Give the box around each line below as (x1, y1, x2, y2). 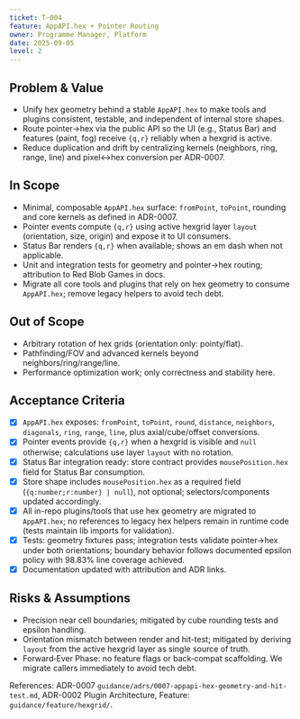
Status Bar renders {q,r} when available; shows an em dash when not (22, 240, 284, 250)
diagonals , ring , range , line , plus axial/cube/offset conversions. (22, 427, 260, 438)
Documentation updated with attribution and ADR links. (22, 564, 227, 575)
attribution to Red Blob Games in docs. (22, 268, 166, 279)
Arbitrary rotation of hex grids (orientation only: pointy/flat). (22, 338, 243, 349)
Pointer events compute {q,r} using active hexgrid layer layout (22, 221, 258, 232)
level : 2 (9, 47, 42, 56)
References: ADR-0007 (9, 679, 96, 690)
